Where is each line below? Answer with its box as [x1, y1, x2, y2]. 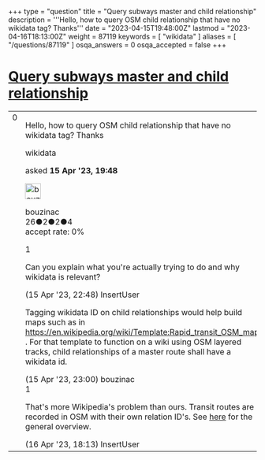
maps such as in [24, 317, 85, 328]
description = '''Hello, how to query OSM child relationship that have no [8, 15, 241, 24]
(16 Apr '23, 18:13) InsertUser [24, 439, 140, 450]
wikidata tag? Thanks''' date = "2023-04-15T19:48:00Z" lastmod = [8, 24, 226, 32]
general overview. [24, 421, 92, 432]
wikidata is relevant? [24, 271, 101, 282]
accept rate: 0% [24, 226, 85, 237]
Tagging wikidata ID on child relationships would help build [24, 306, 243, 317]
